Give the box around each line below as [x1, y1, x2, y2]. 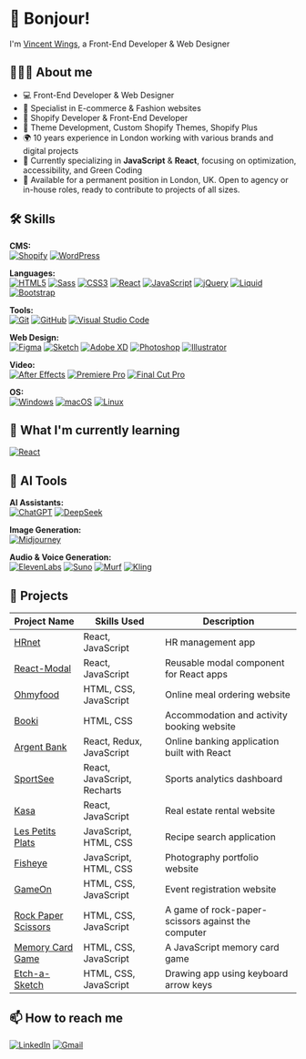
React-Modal [14, 662, 71, 675]
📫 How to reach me [9, 1011, 124, 1026]
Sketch [14, 979, 44, 991]
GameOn [14, 883, 52, 895]
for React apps [165, 668, 228, 680]
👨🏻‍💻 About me [9, 65, 93, 80]
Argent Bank [14, 741, 67, 753]
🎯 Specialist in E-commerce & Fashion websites [22, 102, 202, 113]
